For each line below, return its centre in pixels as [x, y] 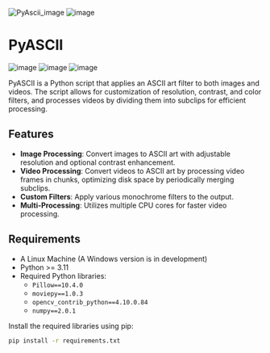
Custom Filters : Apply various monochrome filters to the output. [127, 196]
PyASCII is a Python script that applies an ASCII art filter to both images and [134, 83]
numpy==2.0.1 [54, 311]
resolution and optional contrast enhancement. [98, 162]
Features [31, 134]
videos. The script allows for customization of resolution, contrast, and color [135, 91]
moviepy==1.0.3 [57, 294]
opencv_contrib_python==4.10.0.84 [90, 302]
